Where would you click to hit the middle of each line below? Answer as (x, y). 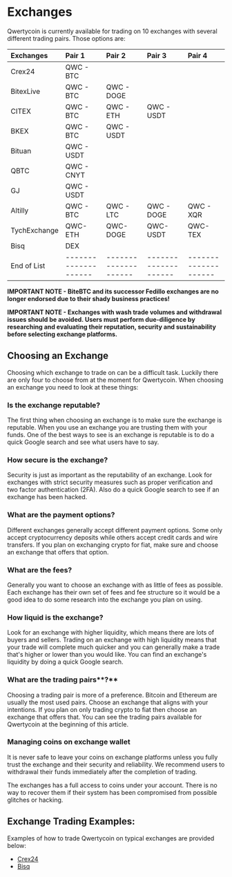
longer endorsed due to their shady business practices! (89, 298)
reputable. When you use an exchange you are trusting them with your (107, 427)
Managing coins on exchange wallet (69, 742)
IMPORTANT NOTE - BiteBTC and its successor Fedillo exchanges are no (113, 291)
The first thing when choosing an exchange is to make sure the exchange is (115, 420)
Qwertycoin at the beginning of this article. (68, 724)
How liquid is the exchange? (55, 617)
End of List (28, 265)
